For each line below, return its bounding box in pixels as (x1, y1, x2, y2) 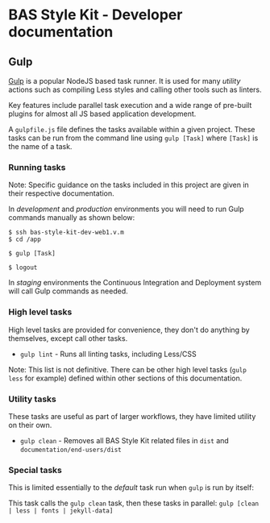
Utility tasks (8, 393, 56, 405)
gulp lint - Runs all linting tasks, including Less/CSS (19, 349, 197, 359)
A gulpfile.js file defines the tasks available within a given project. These (8, 125, 255, 134)
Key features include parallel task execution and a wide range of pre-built (8, 101, 252, 110)
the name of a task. (8, 142, 73, 151)
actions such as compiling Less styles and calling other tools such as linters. (8, 85, 262, 94)
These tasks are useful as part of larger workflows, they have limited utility (8, 411, 256, 421)
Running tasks (8, 161, 66, 172)
